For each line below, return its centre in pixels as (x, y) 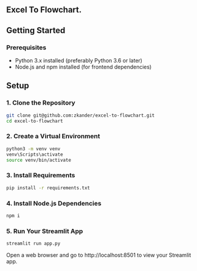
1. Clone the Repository (41, 103)
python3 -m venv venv (33, 149)
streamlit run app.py (33, 244)
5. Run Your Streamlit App (45, 231)
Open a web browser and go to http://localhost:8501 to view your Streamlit (99, 255)
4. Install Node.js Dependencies (54, 203)
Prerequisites (26, 47)
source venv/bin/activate (39, 160)
